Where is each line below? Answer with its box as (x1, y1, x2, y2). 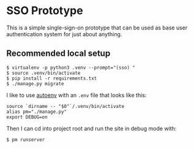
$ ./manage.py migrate (6, 80, 64, 86)
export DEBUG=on (6, 114, 48, 120)
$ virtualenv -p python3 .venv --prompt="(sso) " (6, 64, 136, 71)
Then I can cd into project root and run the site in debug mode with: (6, 124, 177, 132)
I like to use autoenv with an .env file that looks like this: (6, 91, 147, 99)
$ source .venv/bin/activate (6, 70, 81, 76)
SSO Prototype (6, 4, 84, 18)
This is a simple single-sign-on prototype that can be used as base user (6, 24, 188, 31)
